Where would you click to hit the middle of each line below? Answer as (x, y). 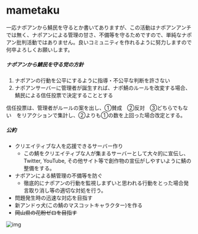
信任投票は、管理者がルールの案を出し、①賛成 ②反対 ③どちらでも (95, 108)
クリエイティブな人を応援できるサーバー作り (69, 146)
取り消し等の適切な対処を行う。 (67, 190)
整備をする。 (39, 168)
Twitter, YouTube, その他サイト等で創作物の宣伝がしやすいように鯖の (108, 161)
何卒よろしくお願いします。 (40, 49)
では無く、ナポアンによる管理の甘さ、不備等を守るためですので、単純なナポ (99, 35)
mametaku (33, 10)
